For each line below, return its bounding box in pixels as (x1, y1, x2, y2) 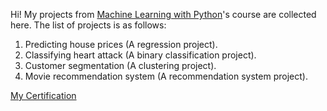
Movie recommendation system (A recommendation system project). (24, 70, 308, 82)
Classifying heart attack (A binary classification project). (24, 49, 257, 61)
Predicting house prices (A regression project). (24, 39, 218, 50)
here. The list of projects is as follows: (10, 19, 167, 31)
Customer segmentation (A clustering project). (24, 60, 217, 71)
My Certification (10, 90, 77, 101)
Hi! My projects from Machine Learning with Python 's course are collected (10, 9, 317, 20)
